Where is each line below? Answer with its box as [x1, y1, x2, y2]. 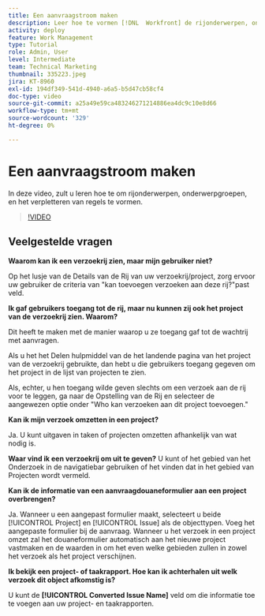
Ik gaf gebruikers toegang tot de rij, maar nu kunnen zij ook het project [8, 303, 244, 312]
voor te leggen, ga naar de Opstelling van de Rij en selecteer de [8, 391, 215, 401]
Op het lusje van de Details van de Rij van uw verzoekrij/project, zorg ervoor [8, 271, 256, 281]
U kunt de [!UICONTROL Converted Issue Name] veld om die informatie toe [8, 590, 256, 599]
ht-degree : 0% [8, 121, 55, 129]
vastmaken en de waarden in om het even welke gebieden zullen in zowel [8, 543, 247, 552]
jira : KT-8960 [8, 77, 55, 85]
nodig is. [8, 439, 36, 448]
